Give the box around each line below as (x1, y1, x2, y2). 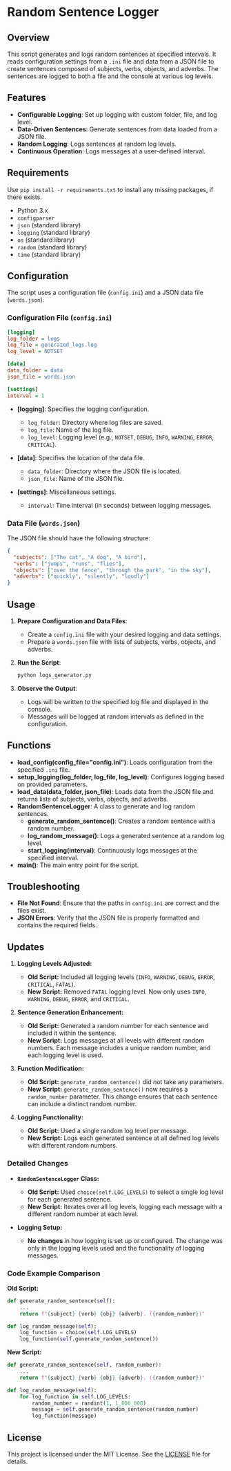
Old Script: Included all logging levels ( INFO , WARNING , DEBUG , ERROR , (27, 973, 215, 981)
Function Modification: (17, 1065, 84, 1073)
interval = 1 (7, 392, 45, 399)
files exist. (17, 907, 47, 915)
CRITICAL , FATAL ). (27, 980, 76, 989)
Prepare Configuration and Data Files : (17, 616, 128, 625)
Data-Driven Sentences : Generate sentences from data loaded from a (17, 125, 218, 133)
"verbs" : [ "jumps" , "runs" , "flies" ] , (13, 560, 125, 567)
